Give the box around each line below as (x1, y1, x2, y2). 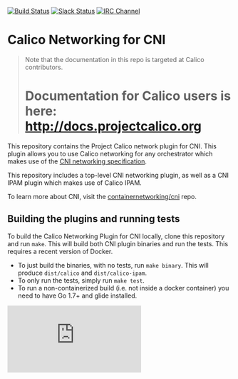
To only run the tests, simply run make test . (17, 276, 145, 285)
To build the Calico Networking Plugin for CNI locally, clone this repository (7, 232, 225, 241)
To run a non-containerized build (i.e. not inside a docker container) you (17, 283, 229, 292)
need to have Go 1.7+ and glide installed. (17, 291, 138, 300)
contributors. (24, 63, 63, 71)
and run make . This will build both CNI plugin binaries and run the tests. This (7, 239, 229, 248)
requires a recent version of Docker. (7, 247, 113, 256)
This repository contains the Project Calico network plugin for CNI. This (7, 141, 217, 150)
